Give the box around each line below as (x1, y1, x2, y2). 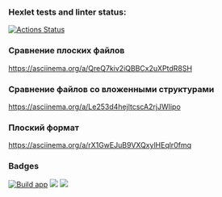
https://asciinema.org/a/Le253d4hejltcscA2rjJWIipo (8, 102, 182, 111)
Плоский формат (8, 122, 79, 133)
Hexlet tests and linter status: (8, 6, 127, 18)
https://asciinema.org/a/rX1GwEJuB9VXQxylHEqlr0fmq (8, 140, 192, 150)
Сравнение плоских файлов (8, 45, 125, 57)
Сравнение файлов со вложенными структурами (8, 83, 215, 94)
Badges (8, 161, 39, 172)
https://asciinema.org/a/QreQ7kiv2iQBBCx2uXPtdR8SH (8, 63, 192, 73)
